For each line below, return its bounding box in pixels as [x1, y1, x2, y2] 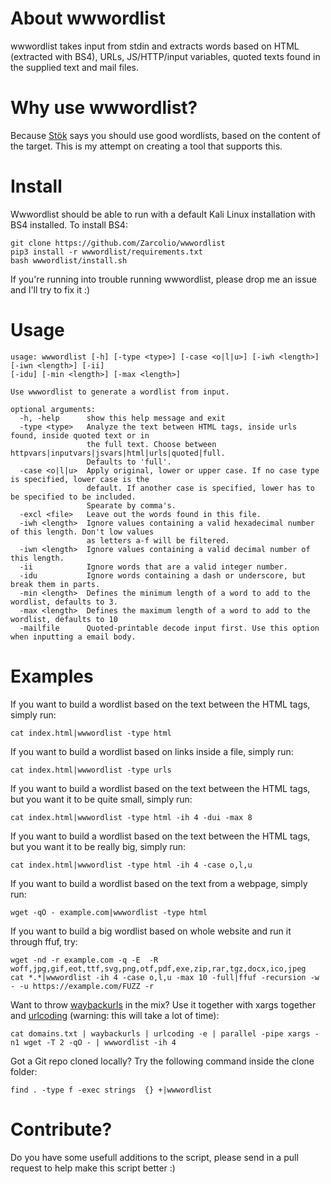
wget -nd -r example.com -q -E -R [10, 955, 159, 965]
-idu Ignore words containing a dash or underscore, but [19, 570, 307, 581]
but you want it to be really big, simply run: [10, 840, 187, 852]
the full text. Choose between [86, 439, 217, 449]
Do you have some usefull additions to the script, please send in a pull [10, 1151, 299, 1163]
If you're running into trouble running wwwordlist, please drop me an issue [10, 273, 317, 285]
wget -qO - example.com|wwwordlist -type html [10, 907, 208, 917]
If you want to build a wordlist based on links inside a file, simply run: [10, 745, 294, 757]
